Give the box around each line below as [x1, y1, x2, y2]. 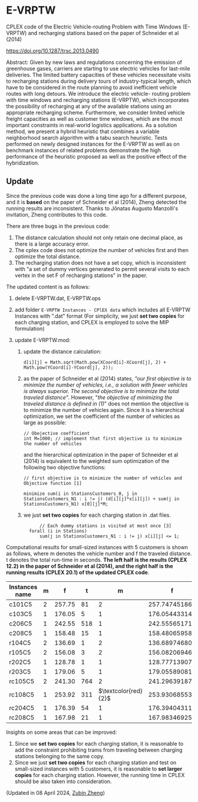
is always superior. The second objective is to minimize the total [23, 387, 180, 394]
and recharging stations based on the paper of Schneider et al [28, 29, 179, 36]
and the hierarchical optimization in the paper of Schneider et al [23, 451, 179, 458]
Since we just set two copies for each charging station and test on [14, 759, 177, 766]
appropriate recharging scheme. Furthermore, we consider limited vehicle [6, 109, 185, 116]
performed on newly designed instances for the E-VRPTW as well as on [6, 140, 180, 147]
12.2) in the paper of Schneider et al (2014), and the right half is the [6, 562, 173, 569]
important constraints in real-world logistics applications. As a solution [6, 121, 177, 128]
